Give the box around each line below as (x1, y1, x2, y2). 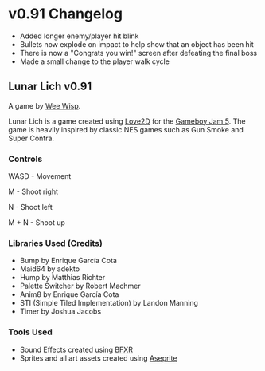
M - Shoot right (8, 187, 58, 196)
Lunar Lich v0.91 (8, 80, 92, 93)
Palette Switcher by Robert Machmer (19, 281, 141, 291)
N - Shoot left (8, 203, 53, 212)
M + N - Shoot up (8, 218, 66, 227)
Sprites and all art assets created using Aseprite (19, 353, 177, 363)
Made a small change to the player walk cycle (19, 57, 170, 66)
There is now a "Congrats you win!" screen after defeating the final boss (19, 48, 257, 57)
